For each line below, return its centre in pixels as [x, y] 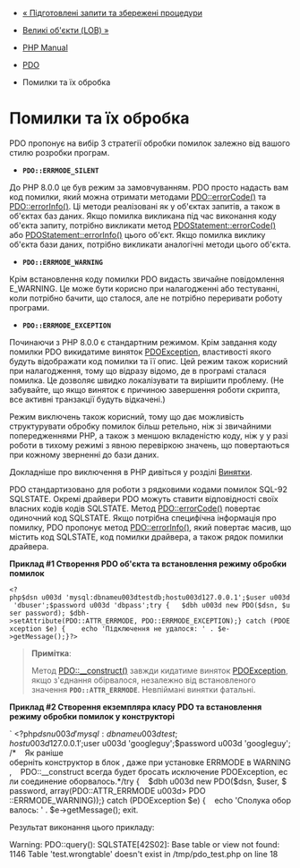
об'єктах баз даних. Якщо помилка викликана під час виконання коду [143, 216]
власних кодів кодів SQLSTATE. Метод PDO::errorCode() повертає [135, 508]
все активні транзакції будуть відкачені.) [87, 399]
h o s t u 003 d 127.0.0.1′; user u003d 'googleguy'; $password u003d [126, 743]
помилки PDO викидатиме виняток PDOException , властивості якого [140, 352]
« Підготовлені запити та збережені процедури [112, 13]
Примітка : [51, 653]
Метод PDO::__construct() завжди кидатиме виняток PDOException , [159, 670]
